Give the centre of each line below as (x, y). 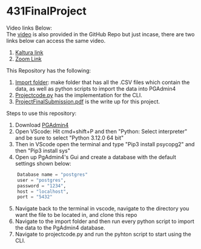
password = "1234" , (42, 186)
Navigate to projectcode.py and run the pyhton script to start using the (103, 234)
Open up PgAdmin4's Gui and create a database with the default (96, 157)
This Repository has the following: (49, 70)
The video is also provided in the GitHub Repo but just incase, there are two (100, 34)
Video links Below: (29, 28)
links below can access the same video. (56, 40)
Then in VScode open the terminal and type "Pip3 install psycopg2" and (105, 144)
